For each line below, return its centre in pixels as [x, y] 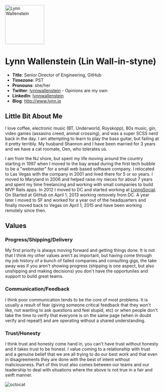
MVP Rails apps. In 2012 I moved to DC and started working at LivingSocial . [81, 189]
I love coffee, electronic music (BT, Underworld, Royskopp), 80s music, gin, [81, 128]
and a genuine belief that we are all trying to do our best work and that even [81, 354]
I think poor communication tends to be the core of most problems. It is [76, 300]
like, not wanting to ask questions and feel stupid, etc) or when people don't [82, 310]
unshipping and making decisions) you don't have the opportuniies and [76, 271]
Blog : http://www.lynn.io [37, 101]
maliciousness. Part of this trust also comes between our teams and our [77, 365]
